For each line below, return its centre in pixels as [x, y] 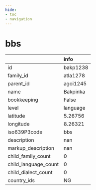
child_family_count [29, 156]
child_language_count [33, 164]
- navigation [19, 19]
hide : [11, 10]
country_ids [21, 181]
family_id [18, 76]
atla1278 [74, 76]
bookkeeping [23, 100]
